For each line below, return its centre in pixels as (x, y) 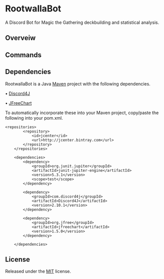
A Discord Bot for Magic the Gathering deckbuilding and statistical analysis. (82, 22)
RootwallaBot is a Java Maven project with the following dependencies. (78, 84)
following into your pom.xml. (34, 118)
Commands (24, 55)
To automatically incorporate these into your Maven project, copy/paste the (82, 113)
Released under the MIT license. (38, 272)
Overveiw (21, 38)
